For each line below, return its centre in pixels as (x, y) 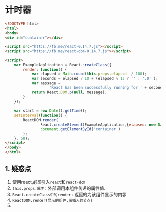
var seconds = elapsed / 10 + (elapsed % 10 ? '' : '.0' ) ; (95, 78)
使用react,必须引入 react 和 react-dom (49, 182)
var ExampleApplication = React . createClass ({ (63, 65)
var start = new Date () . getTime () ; (51, 110)
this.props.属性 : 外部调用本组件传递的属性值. (59, 188)
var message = (46, 83)
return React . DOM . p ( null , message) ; (69, 92)
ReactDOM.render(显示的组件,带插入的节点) (52, 200)
